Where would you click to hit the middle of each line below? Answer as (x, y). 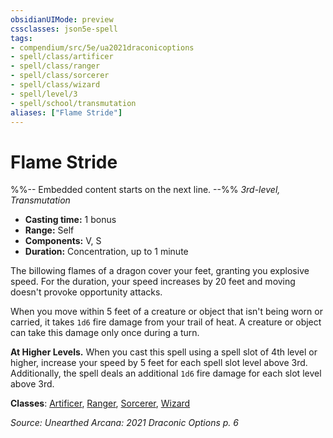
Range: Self (49, 230)
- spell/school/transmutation (73, 103)
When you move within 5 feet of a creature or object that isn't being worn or (166, 312)
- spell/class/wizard (55, 85)
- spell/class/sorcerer (60, 76)
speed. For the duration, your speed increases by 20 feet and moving (153, 282)
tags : (21, 38)
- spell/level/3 (44, 94)
